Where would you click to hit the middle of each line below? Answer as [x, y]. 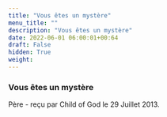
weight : [21, 60]
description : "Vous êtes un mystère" [70, 30]
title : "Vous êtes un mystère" [60, 15]
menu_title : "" [33, 23]
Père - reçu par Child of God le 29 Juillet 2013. [84, 104]
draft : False [30, 45]
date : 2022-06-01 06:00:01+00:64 [63, 38]
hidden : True [30, 52]
